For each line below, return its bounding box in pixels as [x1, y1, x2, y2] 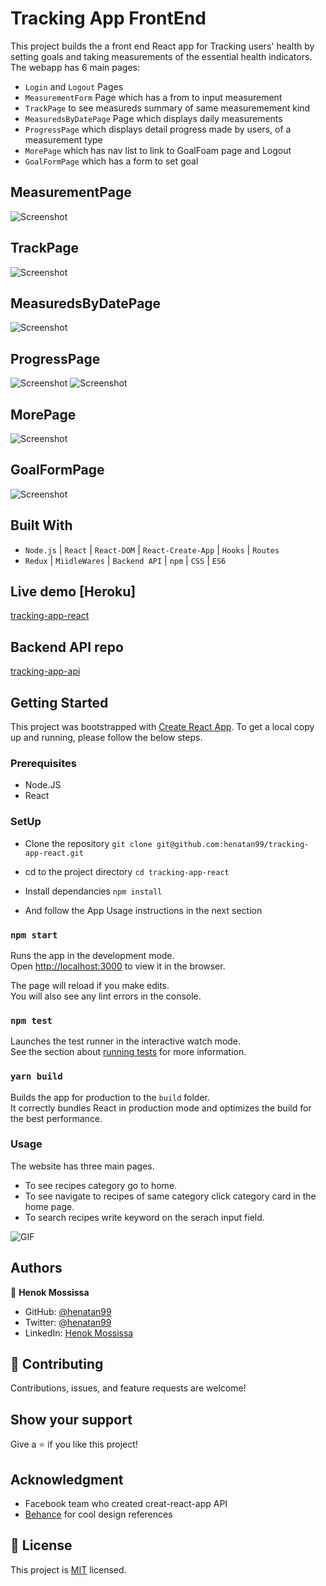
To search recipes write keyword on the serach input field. [24, 1211, 265, 1223]
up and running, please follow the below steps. [10, 732, 203, 744]
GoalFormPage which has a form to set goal [24, 155, 199, 167]
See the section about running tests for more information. [10, 1046, 247, 1058]
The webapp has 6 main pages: [10, 61, 140, 73]
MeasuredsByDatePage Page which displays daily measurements [24, 112, 283, 124]
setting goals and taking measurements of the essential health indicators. [10, 50, 313, 62]
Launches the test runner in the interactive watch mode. [10, 1035, 242, 1047]
